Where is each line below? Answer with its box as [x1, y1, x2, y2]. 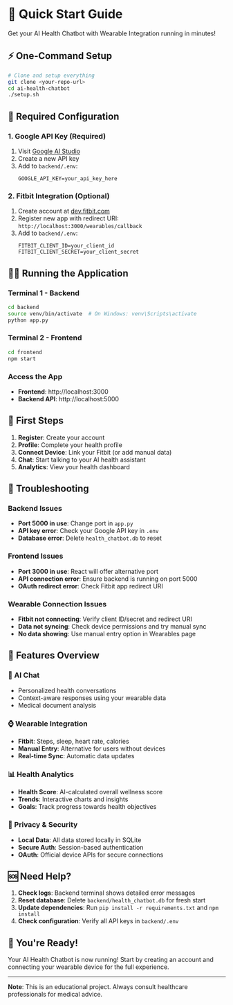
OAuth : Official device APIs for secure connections [17, 850, 164, 859]
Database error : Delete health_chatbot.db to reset [17, 534, 162, 543]
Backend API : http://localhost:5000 [17, 394, 120, 403]
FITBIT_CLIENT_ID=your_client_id [17, 243, 115, 250]
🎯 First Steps [8, 415, 64, 427]
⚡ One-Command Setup [8, 50, 113, 62]
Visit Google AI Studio [17, 147, 81, 155]
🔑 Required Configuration [8, 110, 120, 122]
